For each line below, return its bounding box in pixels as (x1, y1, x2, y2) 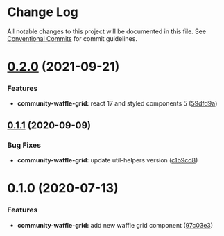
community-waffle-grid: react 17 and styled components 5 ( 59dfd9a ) (17, 99, 218, 108)
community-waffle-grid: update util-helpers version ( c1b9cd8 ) (17, 156, 198, 165)
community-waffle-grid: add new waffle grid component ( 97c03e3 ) (17, 221, 214, 229)
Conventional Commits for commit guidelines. (7, 34, 137, 42)
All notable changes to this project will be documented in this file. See (7, 27, 207, 35)
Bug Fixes (7, 140, 42, 150)
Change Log (7, 4, 78, 20)
